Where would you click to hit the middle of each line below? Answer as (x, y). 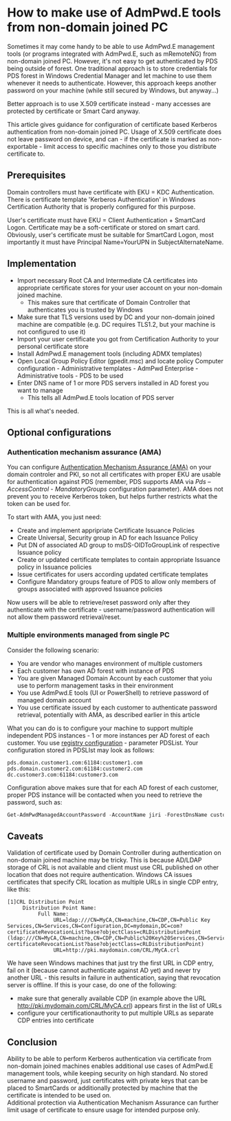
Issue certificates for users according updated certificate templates (112, 574)
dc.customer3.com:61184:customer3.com (63, 775)
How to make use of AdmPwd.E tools (114, 13)
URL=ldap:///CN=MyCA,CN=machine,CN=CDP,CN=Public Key (132, 920)
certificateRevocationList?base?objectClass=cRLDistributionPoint (104, 932)
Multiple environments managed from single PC (88, 635)
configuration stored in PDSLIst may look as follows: (81, 750)
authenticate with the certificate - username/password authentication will (111, 610)
